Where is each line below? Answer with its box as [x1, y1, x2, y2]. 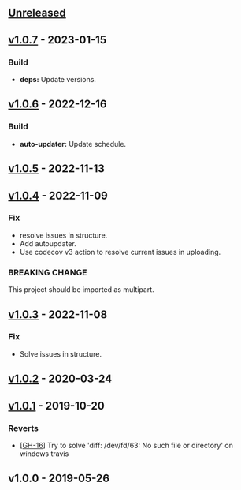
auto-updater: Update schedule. [19, 139, 127, 148]
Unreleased [8, 6, 67, 20]
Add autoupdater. [19, 238, 76, 248]
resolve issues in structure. [19, 230, 108, 240]
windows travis [19, 449, 69, 458]
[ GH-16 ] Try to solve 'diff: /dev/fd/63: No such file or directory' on [19, 440, 234, 450]
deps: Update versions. [19, 75, 97, 84]
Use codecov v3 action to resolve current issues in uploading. [19, 247, 221, 256]
